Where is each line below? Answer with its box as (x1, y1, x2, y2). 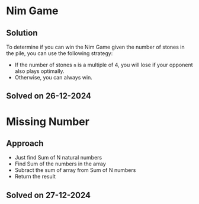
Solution (6, 28, 38, 38)
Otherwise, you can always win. (14, 74, 93, 81)
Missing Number (6, 114, 90, 128)
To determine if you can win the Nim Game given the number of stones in (6, 43, 185, 50)
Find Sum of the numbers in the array (14, 160, 107, 167)
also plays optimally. (14, 68, 65, 75)
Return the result (14, 173, 56, 180)
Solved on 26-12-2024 (6, 91, 92, 101)
